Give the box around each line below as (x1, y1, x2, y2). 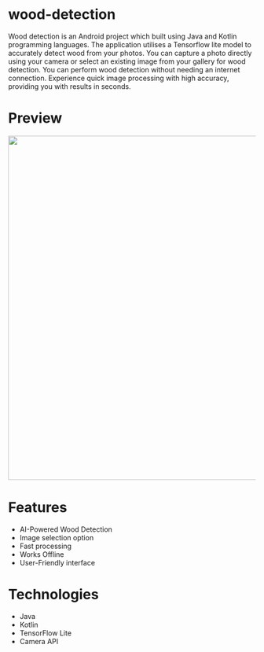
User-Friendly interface (19, 558, 96, 567)
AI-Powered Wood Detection (19, 525, 112, 534)
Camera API (19, 636, 59, 646)
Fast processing (19, 541, 72, 551)
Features (8, 499, 68, 517)
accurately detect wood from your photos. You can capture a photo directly (8, 48, 252, 57)
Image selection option (19, 532, 94, 542)
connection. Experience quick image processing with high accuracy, (8, 73, 229, 83)
